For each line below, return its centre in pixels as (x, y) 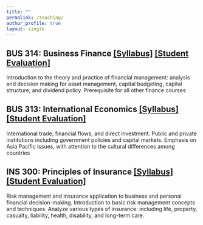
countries (18, 153)
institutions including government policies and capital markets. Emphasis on (101, 139)
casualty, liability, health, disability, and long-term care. (75, 215)
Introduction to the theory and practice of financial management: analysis (98, 78)
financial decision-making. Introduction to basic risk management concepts (101, 202)
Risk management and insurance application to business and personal (94, 196)
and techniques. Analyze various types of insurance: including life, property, (102, 209)
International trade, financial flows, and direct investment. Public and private (102, 133)
